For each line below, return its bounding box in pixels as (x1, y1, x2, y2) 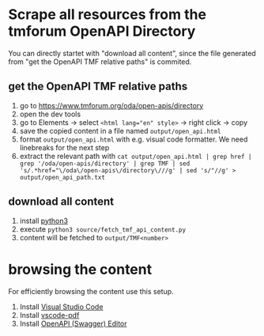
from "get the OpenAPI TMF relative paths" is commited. (8, 57, 192, 66)
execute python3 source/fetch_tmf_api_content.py (19, 224, 187, 234)
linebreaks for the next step (19, 142, 110, 152)
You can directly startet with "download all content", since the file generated (8, 48, 257, 58)
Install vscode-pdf (19, 310, 80, 319)
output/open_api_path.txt (19, 173, 105, 181)
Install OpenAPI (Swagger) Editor (19, 319, 128, 328)
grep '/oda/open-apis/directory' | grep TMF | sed (19, 160, 190, 168)
